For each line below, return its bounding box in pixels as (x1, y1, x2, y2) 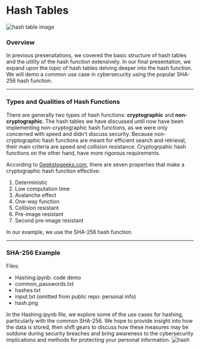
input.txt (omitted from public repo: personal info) (14, 293, 136, 300)
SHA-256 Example (6, 249, 61, 257)
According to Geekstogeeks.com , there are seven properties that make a (6, 160, 185, 168)
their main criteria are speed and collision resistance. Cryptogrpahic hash (6, 143, 186, 150)
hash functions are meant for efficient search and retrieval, (42, 137, 186, 144)
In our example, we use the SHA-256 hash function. (6, 228, 133, 236)
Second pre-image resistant (14, 217, 84, 224)
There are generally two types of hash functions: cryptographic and (6, 111, 174, 118)
